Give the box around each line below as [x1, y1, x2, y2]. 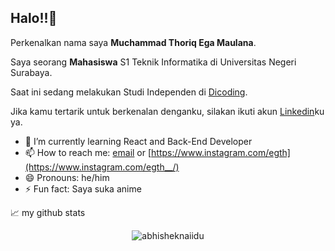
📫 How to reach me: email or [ [24, 146, 152, 158]
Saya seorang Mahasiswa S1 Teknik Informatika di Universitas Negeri [10, 56, 297, 68]
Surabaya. [10, 66, 53, 78]
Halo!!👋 [10, 10, 58, 27]
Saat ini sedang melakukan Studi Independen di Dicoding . [10, 86, 248, 98]
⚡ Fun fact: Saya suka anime [24, 182, 142, 195]
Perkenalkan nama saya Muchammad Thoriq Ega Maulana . [10, 36, 257, 48]
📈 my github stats [10, 206, 86, 218]
